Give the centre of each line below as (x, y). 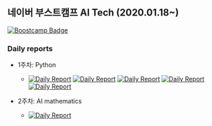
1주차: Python (37, 65)
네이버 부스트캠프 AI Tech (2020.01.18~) (93, 13)
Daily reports (30, 48)
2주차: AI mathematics (50, 101)
